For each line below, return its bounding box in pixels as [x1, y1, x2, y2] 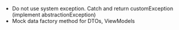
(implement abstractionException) [11, 11, 96, 18]
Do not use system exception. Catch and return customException [11, 5, 174, 12]
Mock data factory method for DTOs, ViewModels [11, 18, 135, 24]
